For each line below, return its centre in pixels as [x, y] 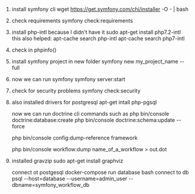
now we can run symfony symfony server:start [69, 79]
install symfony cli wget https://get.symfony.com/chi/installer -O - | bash [100, 9]
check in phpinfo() [34, 50]
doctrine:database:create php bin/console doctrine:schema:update [93, 120]
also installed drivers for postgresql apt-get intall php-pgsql [84, 102]
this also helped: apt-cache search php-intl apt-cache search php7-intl [98, 38]
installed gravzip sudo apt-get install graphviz [67, 161]
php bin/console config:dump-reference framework [74, 138]
